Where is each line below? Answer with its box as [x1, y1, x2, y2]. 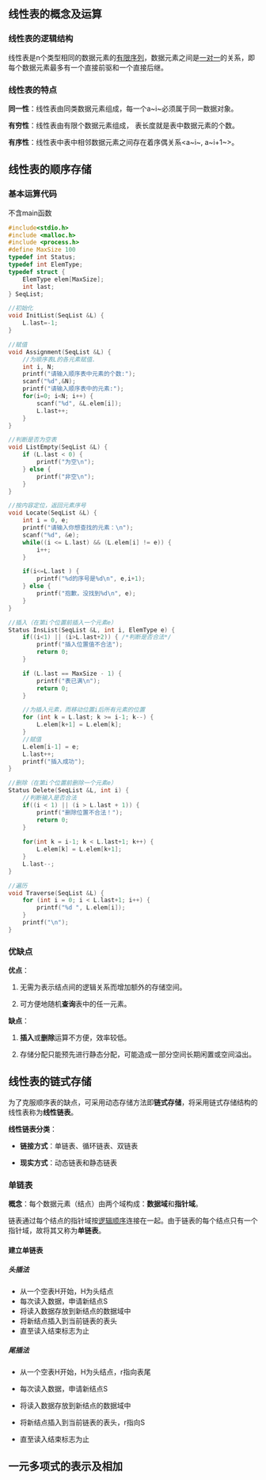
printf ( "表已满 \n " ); [36, 677, 101, 685]
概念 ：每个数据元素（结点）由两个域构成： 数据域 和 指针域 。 [8, 1199, 203, 1209]
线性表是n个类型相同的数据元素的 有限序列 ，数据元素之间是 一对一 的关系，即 [8, 52, 256, 62]
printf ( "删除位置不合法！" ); [36, 808, 123, 817]
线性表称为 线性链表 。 [8, 1107, 78, 1117]
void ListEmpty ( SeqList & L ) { [8, 443, 108, 451]
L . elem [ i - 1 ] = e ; [22, 742, 80, 750]
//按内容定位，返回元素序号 [8, 502, 87, 510]
